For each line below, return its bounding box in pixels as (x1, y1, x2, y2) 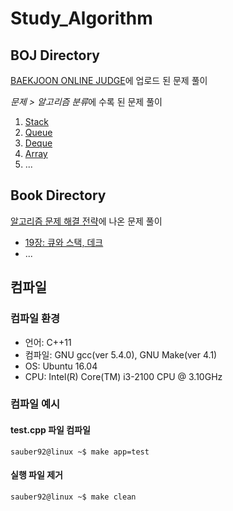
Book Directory (10, 187, 107, 204)
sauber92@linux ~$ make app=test (10, 447, 150, 457)
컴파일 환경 (10, 312, 61, 326)
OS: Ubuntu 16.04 (24, 360, 98, 372)
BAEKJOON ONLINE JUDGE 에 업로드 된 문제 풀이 (10, 75, 208, 86)
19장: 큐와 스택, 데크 (24, 236, 104, 248)
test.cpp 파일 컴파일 (10, 424, 91, 436)
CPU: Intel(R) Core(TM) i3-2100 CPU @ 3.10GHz (24, 370, 223, 382)
